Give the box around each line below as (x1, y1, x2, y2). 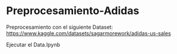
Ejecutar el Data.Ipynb (6, 41, 61, 48)
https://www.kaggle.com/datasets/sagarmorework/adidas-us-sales (6, 29, 171, 36)
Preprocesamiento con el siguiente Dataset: (6, 23, 113, 31)
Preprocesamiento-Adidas (6, 4, 140, 18)
